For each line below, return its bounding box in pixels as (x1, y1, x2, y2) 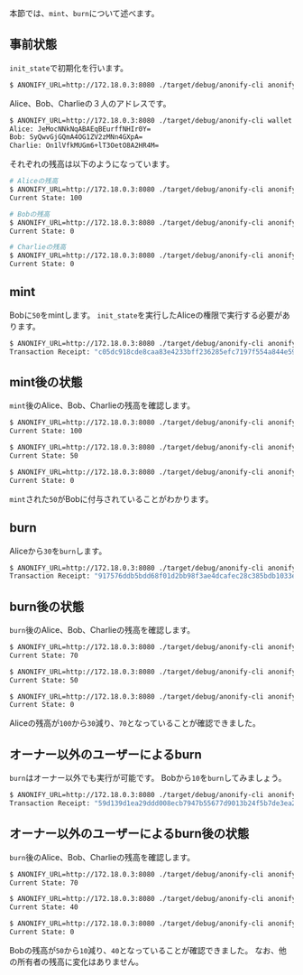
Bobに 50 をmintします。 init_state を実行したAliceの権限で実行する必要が (9, 310, 282, 320)
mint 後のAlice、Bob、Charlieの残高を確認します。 (9, 400, 196, 411)
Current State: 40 (9, 903, 78, 912)
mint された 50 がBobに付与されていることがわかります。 (9, 493, 214, 504)
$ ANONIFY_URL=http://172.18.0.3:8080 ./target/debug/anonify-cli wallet (9, 116, 293, 125)
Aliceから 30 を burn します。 (9, 545, 107, 556)
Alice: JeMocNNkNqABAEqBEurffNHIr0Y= (9, 125, 151, 134)
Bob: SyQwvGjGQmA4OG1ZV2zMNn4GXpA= (9, 133, 143, 142)
